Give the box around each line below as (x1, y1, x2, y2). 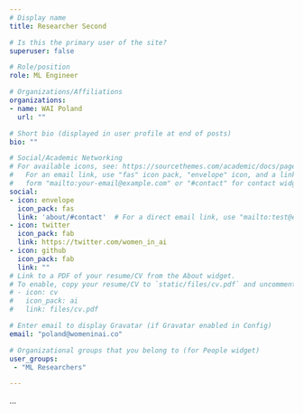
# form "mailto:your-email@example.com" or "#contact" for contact (9, 179, 277, 188)
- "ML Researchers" (13, 362, 87, 371)
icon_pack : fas (17, 204, 75, 213)
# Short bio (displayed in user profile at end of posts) (9, 128, 232, 138)
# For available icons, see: (9, 162, 119, 172)
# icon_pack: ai (9, 296, 78, 305)
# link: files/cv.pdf (9, 305, 99, 314)
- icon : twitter (9, 221, 70, 230)
